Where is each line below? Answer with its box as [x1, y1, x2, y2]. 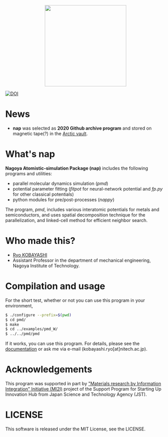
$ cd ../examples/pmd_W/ [5, 327, 58, 332]
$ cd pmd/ [5, 317, 26, 322]
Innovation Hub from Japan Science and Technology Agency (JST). [5, 391, 147, 397]
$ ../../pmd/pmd [5, 331, 40, 336]
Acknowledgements [5, 364, 93, 376]
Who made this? [5, 235, 75, 246]
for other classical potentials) [12, 191, 74, 197]
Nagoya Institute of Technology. [12, 262, 80, 269]
